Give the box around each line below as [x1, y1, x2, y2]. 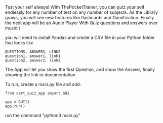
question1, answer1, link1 [5, 54, 61, 59]
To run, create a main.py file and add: [5, 81, 81, 87]
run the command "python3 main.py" [5, 113, 81, 118]
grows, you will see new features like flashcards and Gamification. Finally [5, 15, 154, 20]
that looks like [5, 40, 34, 46]
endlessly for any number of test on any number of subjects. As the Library [5, 9, 158, 15]
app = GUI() [5, 99, 30, 104]
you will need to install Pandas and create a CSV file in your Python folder [5, 34, 155, 40]
